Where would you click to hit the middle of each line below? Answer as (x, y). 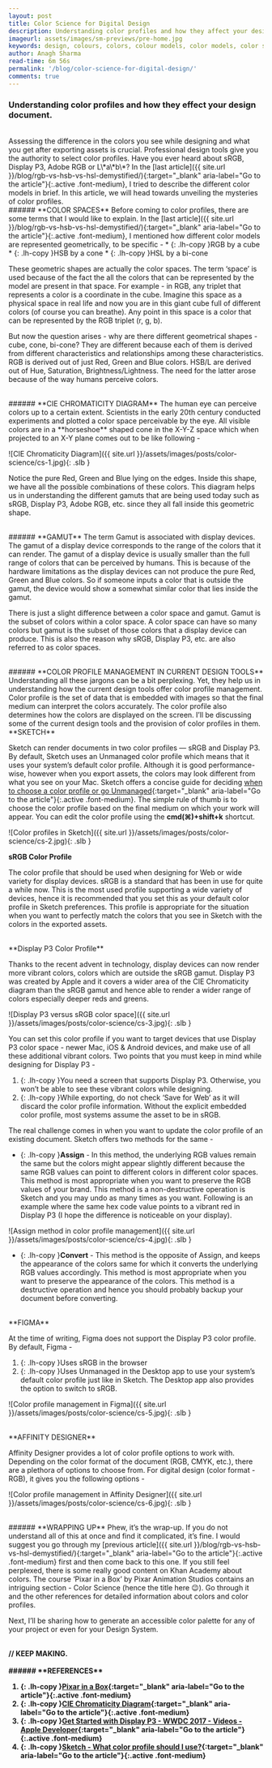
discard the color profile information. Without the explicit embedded (133, 1106)
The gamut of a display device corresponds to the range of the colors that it (135, 545)
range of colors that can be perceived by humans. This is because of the (130, 562)
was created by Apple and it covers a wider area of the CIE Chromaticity (129, 981)
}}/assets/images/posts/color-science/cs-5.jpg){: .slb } (100, 1413)
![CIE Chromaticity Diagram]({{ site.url (72, 453)
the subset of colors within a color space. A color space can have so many (133, 621)
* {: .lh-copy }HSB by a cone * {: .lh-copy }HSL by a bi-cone (108, 253)
